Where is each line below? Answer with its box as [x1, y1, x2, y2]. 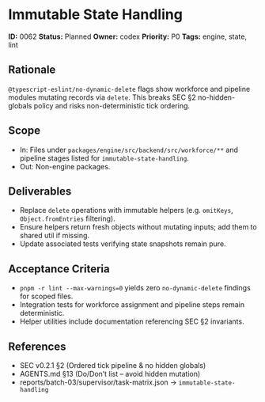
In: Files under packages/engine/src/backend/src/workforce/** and [19, 145, 239, 154]
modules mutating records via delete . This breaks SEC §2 [8, 93, 196, 102]
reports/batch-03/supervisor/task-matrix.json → [19, 377, 177, 387]
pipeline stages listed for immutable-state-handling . [19, 153, 190, 163]
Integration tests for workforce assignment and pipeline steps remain [19, 300, 245, 309]
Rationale [8, 63, 56, 77]
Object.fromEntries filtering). [19, 214, 116, 223]
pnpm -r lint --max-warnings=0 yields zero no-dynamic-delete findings [19, 283, 251, 293]
